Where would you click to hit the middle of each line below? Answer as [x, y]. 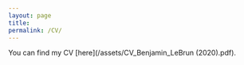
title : [19, 23]
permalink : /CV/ [35, 30]
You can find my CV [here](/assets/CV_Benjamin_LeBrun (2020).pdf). [122, 53]
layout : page [30, 15]
